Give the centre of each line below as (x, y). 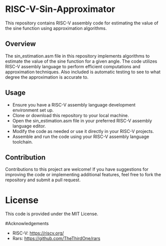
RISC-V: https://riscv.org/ (38, 233)
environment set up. (33, 110)
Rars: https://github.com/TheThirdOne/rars (56, 239)
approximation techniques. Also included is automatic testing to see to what (83, 72)
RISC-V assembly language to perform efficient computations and (73, 66)
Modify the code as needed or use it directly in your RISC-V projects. (83, 131)
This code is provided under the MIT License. (52, 214)
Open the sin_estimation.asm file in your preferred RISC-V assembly (82, 121)
